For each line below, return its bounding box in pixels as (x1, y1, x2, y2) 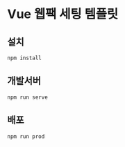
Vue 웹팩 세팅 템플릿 (7, 6, 119, 22)
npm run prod (7, 133, 45, 140)
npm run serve (7, 94, 49, 101)
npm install (7, 55, 42, 61)
